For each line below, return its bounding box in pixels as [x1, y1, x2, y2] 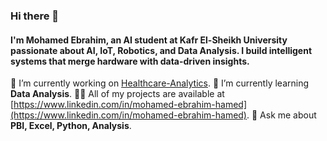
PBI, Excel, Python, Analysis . [10, 120, 132, 132]
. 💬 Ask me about [246, 109, 317, 121]
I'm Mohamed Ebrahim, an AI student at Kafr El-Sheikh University [10, 34, 288, 46]
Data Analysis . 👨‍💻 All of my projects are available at [10, 88, 225, 100]
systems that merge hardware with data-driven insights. [10, 55, 250, 67]
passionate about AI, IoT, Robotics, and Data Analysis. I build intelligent [10, 44, 313, 56]
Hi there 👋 [10, 9, 60, 23]
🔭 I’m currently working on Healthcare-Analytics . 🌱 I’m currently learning [10, 77, 310, 89]
